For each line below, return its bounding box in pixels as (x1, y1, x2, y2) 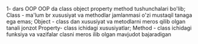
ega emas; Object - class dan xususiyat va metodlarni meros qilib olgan (6, 18, 186, 25)
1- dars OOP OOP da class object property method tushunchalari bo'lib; (6, 5, 186, 12)
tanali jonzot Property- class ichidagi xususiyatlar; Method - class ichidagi (6, 24, 192, 31)
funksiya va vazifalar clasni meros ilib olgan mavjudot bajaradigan (6, 31, 172, 38)
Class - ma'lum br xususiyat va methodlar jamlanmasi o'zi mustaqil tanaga (6, 11, 193, 19)
